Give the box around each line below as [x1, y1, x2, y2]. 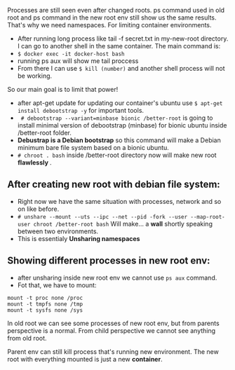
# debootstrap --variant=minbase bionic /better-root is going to [20, 114, 213, 122]
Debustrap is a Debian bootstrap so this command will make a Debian [17, 136, 221, 144]
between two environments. [17, 227, 99, 235]
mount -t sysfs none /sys [7, 306, 83, 314]
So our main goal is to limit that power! [7, 85, 119, 93]
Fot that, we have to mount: [17, 280, 97, 289]
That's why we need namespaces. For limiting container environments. [7, 21, 212, 29]
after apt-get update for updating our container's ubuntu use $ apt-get [17, 99, 223, 107]
